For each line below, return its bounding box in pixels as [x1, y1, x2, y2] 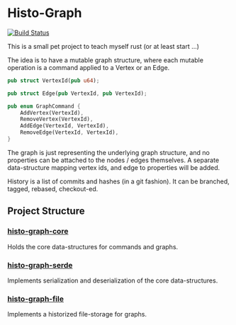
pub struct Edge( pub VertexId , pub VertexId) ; [7, 90, 147, 97]
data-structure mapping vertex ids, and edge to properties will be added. [7, 163, 220, 171]
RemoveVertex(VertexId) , [20, 115, 94, 123]
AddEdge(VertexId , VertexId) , [20, 122, 110, 130]
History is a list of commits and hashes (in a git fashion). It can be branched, [7, 177, 230, 186]
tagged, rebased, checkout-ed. [7, 184, 99, 193]
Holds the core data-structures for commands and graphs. [7, 242, 179, 251]
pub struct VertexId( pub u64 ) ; [7, 76, 100, 84]
